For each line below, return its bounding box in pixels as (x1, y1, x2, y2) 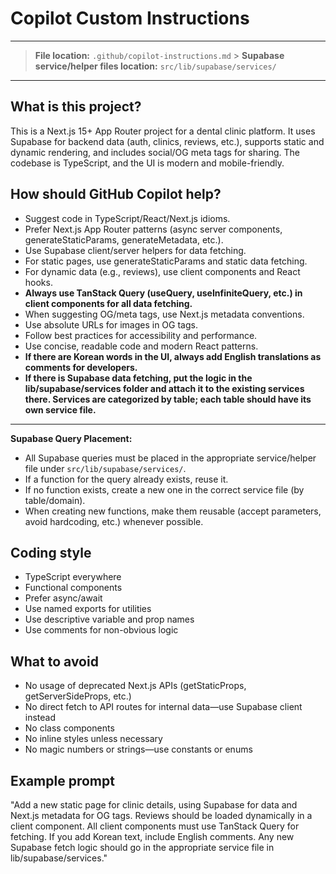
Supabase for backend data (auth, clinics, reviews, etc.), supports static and (10, 135, 325, 147)
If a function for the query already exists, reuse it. (24, 473, 229, 485)
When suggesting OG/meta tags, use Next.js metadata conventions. (24, 308, 305, 320)
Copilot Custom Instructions (10, 7, 250, 30)
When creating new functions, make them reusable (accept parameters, (24, 505, 322, 517)
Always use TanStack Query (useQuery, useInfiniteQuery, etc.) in (24, 287, 303, 299)
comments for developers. (24, 361, 138, 373)
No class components (24, 722, 115, 734)
